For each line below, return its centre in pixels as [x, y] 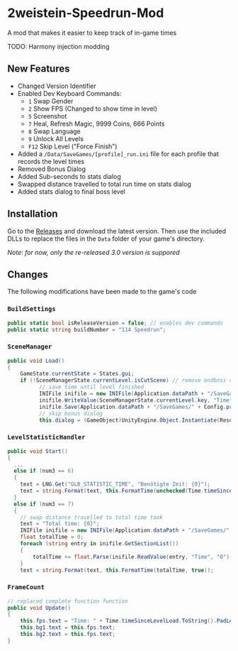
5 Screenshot [47, 116]
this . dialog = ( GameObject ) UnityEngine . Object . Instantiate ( [129, 420]
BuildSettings [32, 309]
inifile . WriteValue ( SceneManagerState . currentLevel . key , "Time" [136, 400]
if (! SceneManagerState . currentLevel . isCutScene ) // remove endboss [123, 381]
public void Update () [39, 608]
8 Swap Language [55, 131]
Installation [33, 214]
